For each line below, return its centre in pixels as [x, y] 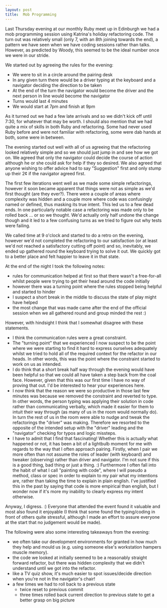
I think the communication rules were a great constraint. [70, 337]
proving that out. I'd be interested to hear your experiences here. [79, 385]
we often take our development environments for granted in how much [85, 542]
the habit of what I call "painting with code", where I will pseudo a [79, 470]
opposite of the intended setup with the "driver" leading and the [78, 428]
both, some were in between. [35, 137]
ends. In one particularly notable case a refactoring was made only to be [80, 210]
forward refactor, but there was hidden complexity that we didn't [79, 563]
